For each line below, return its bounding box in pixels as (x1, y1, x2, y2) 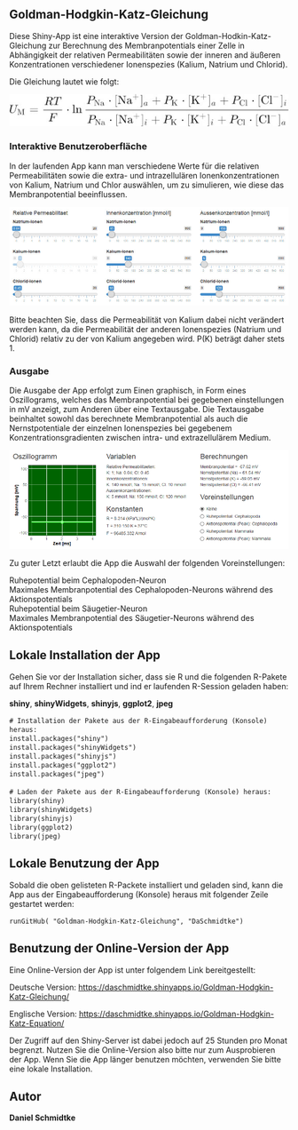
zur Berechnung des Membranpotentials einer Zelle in (48, 40, 246, 51)
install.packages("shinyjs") (9, 752, 117, 760)
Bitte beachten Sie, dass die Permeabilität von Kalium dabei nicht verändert (9, 314, 285, 325)
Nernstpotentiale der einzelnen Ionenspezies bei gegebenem (9, 423, 232, 434)
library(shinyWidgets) (9, 805, 93, 814)
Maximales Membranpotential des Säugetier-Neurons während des (9, 613, 255, 624)
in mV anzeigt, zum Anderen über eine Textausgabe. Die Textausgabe (9, 404, 264, 415)
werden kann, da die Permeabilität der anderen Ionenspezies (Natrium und (9, 323, 282, 334)
